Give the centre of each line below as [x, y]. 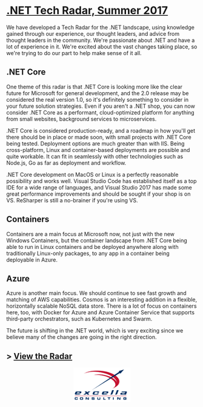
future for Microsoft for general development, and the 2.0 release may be [98, 93]
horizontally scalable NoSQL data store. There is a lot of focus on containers [101, 306]
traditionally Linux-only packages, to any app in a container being [88, 253]
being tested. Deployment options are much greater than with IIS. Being [95, 144]
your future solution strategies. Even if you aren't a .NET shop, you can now [101, 106]
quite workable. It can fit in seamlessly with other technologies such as [95, 156]
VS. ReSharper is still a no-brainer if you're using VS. [72, 200]
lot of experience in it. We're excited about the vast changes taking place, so [102, 47]
